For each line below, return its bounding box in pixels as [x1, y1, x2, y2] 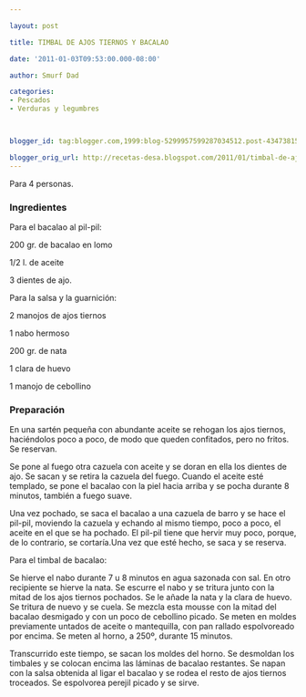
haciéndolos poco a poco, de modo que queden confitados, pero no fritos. [9, 434, 290, 445]
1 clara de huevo [9, 362, 71, 374]
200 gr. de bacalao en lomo [9, 239, 113, 250]
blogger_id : [9, 137, 55, 146]
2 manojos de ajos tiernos [9, 309, 107, 320]
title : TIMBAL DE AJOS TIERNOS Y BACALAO [9, 37, 169, 47]
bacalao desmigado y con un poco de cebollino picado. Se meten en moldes [9, 611, 297, 622]
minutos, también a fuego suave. [9, 490, 132, 502]
